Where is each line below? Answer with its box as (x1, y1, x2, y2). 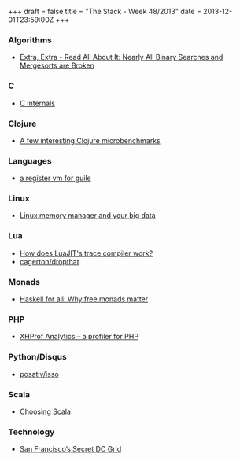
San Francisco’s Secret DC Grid (19, 444, 122, 454)
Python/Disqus (8, 352, 67, 363)
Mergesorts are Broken (19, 61, 94, 70)
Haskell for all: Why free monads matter (19, 294, 149, 304)
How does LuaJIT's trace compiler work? (19, 248, 153, 258)
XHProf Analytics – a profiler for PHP (19, 332, 139, 341)
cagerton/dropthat (19, 256, 80, 266)
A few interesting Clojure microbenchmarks (19, 135, 161, 145)
